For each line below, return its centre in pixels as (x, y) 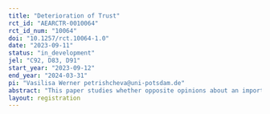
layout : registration (45, 98)
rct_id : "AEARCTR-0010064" (53, 23)
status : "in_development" (51, 53)
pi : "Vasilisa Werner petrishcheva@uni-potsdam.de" (96, 83)
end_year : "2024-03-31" (48, 75)
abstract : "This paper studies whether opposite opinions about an (124, 90)
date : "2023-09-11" (41, 46)
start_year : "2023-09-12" (51, 68)
